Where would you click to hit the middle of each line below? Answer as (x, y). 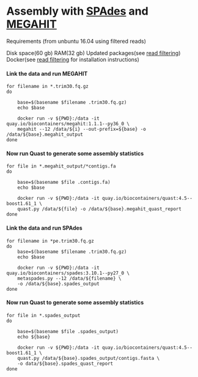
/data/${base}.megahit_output (45, 135)
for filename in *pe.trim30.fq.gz (50, 241)
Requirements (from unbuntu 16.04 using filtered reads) (76, 41)
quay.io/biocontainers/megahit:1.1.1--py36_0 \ (68, 124)
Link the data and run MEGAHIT (47, 73)
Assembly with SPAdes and (77, 11)
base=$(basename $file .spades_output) (68, 331)
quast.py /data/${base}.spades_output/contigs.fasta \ (89, 358)
